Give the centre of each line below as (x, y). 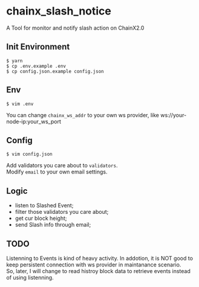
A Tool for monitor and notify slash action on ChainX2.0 (75, 28)
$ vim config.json (29, 154)
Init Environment (38, 47)
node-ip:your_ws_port (34, 121)
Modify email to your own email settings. (57, 172)
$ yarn (15, 61)
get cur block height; (41, 218)
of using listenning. (30, 277)
